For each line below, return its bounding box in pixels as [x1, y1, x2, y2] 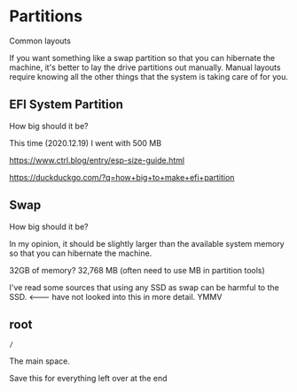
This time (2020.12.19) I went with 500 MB [9, 137, 162, 148]
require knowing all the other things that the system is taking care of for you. [9, 71, 288, 81]
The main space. [9, 356, 71, 366]
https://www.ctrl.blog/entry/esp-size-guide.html [9, 155, 185, 165]
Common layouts [9, 35, 71, 46]
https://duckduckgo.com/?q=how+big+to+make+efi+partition [9, 172, 235, 182]
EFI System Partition [9, 97, 124, 112]
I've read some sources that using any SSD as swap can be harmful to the [9, 281, 279, 293]
